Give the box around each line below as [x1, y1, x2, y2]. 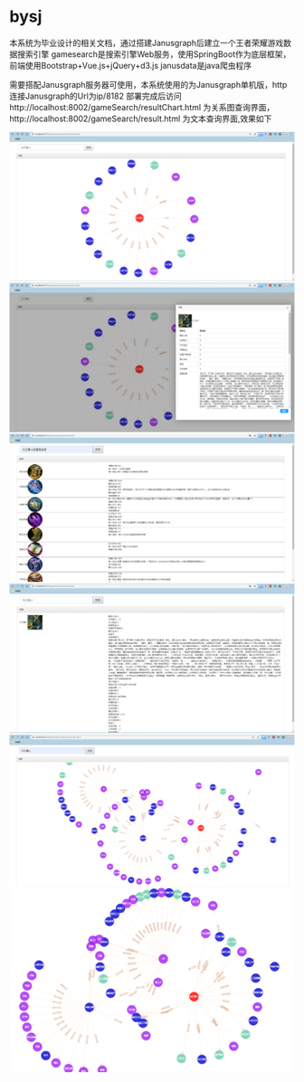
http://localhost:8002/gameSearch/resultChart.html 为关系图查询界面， [9, 101, 275, 112]
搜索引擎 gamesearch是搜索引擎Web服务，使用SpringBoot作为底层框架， [16, 48, 291, 60]
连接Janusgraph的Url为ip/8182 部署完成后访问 [9, 90, 183, 101]
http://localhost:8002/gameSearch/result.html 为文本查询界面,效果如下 [9, 113, 272, 124]
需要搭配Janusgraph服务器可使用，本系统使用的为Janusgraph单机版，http [9, 79, 288, 90]
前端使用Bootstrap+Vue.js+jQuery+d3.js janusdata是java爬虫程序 [9, 60, 252, 71]
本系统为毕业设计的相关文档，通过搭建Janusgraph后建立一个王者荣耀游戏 [9, 37, 284, 48]
